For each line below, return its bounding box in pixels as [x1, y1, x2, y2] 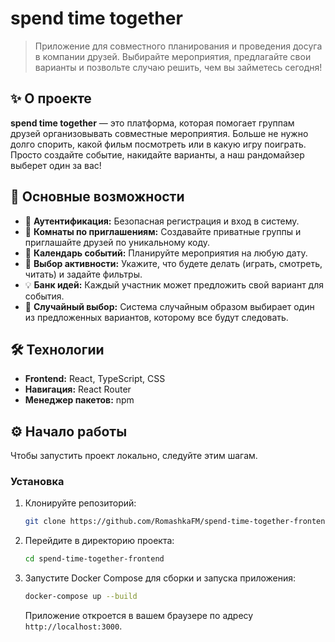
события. [24, 290, 65, 302]
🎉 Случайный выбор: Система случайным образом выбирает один [24, 300, 315, 312]
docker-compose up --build [24, 592, 138, 602]
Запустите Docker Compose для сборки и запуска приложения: [24, 572, 297, 584]
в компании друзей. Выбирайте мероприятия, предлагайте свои [34, 50, 312, 62]
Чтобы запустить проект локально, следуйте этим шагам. [10, 450, 258, 462]
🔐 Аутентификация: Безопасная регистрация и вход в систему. [24, 215, 300, 227]
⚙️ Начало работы [10, 423, 128, 440]
